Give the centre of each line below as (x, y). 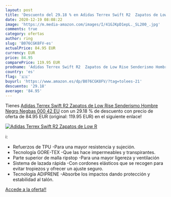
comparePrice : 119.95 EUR (33, 62)
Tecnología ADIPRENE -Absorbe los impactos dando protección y (81, 174)
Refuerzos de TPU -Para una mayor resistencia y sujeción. (74, 147)
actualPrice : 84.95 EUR (31, 48)
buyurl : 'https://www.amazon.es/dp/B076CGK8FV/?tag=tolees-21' (74, 81)
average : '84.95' (24, 91)
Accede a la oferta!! (26, 189)
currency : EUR (20, 53)
